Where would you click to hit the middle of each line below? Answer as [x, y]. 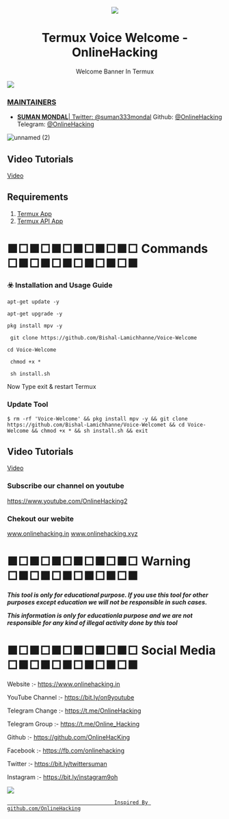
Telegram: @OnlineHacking [55, 124]
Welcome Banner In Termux [115, 71]
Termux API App [40, 221]
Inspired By [131, 803]
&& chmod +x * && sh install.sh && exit [90, 431]
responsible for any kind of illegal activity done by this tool [92, 622]
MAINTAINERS [32, 102]
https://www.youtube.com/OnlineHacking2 [67, 501]
